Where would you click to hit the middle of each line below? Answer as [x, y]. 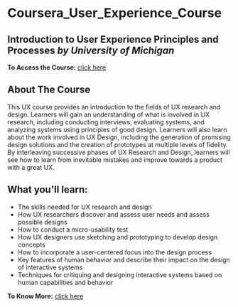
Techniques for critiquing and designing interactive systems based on [120, 274]
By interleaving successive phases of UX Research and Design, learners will [119, 152]
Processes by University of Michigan [91, 50]
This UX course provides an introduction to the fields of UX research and [114, 107]
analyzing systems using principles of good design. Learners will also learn [117, 129]
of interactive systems [50, 267]
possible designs [42, 222]
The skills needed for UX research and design [85, 207]
